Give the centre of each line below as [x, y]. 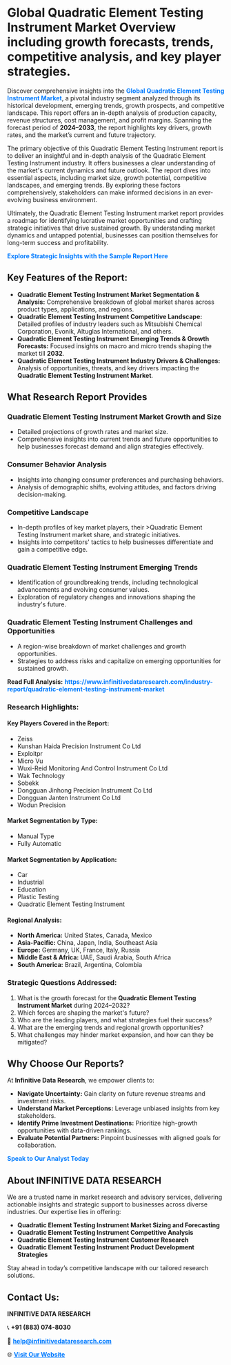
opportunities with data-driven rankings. [74, 1130]
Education [31, 889]
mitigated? [32, 1042]
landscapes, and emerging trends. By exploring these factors [94, 185]
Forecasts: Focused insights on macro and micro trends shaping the [114, 346]
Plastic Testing [38, 897]
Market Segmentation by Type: [52, 821]
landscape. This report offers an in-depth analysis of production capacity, [112, 113]
